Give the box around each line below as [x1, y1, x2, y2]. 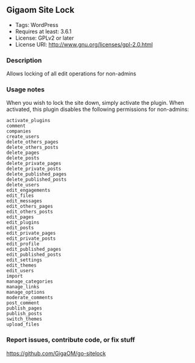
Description [6, 56, 42, 64]
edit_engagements [6, 187, 51, 194]
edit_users [6, 268, 34, 274]
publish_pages [6, 305, 43, 311]
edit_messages [6, 198, 43, 204]
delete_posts [6, 155, 40, 161]
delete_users [6, 182, 40, 188]
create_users [6, 134, 40, 140]
